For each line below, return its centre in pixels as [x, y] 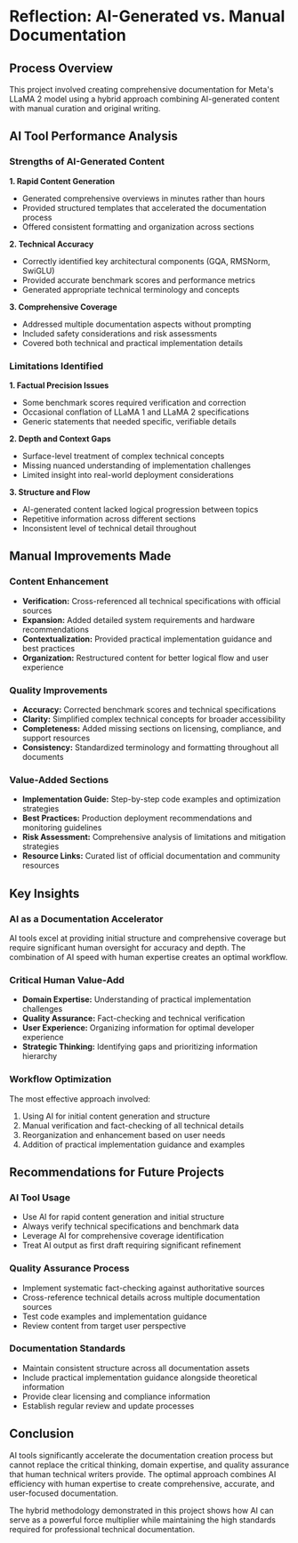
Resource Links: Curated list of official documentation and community [151, 856]
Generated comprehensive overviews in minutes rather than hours [143, 198]
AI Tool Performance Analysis [93, 137]
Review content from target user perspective [104, 1325]
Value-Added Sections [59, 780]
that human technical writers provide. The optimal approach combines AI [143, 1474]
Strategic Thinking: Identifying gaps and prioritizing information [140, 1046]
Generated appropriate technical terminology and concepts [131, 289]
